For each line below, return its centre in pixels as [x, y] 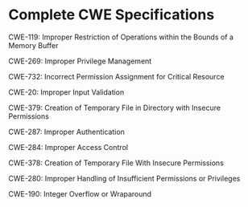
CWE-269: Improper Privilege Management [80, 61]
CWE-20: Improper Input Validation [66, 92]
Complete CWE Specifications [112, 15]
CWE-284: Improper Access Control [68, 147]
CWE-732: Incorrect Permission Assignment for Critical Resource [116, 76]
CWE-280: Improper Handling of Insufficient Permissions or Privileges [124, 178]
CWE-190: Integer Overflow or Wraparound [80, 193]
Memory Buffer [33, 45]
